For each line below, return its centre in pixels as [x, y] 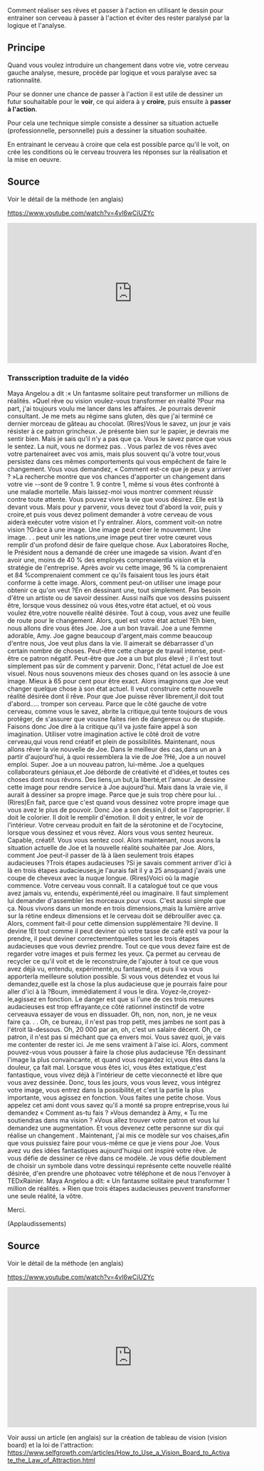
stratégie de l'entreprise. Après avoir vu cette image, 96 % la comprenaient [117, 567]
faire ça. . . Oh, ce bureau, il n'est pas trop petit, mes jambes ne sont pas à [116, 1021]
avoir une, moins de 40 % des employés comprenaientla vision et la [107, 559]
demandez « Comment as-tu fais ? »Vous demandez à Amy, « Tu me [107, 1113]
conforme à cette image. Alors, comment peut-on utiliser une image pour [115, 582]
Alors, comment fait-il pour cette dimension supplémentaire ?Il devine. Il [113, 923]
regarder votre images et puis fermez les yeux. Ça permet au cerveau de [114, 954]
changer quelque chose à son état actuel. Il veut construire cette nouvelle [115, 688]
